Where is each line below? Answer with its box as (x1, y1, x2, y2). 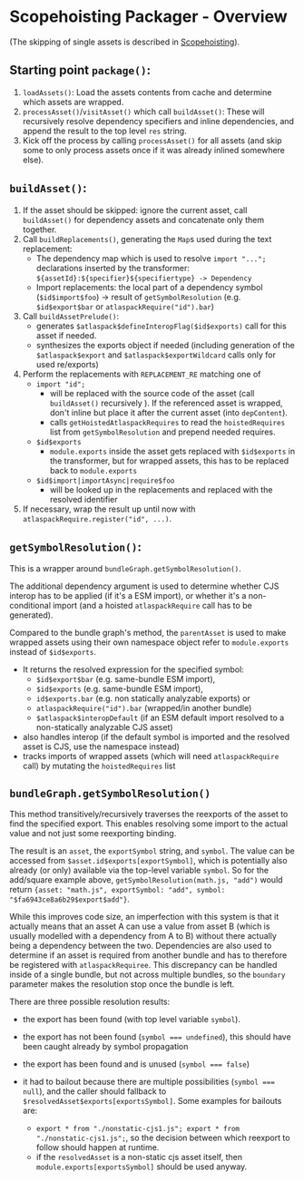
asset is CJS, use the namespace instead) (22, 741, 180, 752)
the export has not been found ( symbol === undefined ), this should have (22, 1031, 292, 1042)
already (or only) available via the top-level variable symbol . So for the (9, 864, 270, 876)
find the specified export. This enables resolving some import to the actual (9, 818, 289, 829)
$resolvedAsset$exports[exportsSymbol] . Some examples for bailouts (22, 1096, 282, 1107)
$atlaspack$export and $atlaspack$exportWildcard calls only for (35, 349, 277, 360)
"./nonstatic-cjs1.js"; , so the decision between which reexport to (35, 1132, 290, 1144)
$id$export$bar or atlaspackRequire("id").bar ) (35, 301, 215, 312)
